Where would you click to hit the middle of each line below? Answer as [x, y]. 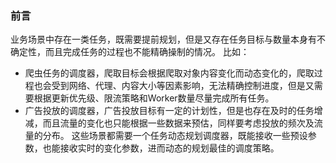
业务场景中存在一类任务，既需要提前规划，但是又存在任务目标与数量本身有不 [168, 39]
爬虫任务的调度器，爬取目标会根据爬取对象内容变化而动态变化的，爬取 [169, 73]
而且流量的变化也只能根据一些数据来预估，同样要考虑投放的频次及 [178, 123]
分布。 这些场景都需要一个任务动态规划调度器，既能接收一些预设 [175, 136]
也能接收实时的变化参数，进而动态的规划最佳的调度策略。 [161, 148]
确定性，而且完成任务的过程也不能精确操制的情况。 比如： [130, 52]
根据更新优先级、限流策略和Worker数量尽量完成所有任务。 [154, 98]
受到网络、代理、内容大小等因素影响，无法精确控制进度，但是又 [183, 86]
